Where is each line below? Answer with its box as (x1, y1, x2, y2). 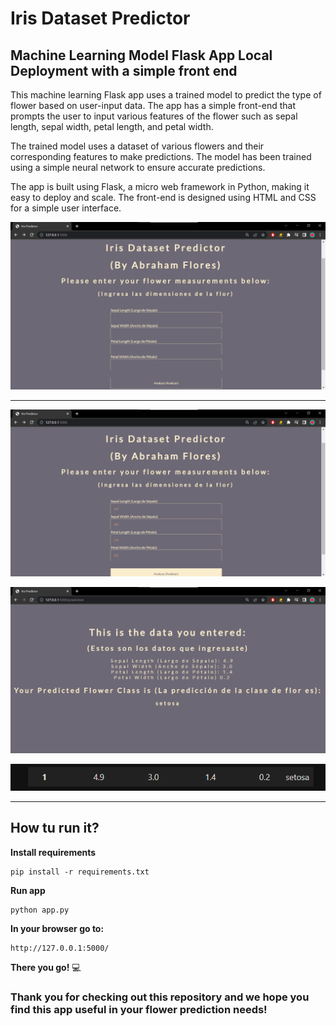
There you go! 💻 (10, 961, 82, 973)
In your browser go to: (10, 922, 105, 934)
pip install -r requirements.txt (10, 867, 150, 877)
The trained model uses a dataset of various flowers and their (10, 140, 265, 152)
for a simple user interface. (10, 202, 122, 214)
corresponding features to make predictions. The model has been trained (10, 151, 312, 162)
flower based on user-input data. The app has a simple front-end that (10, 100, 297, 111)
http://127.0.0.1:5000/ (10, 943, 110, 953)
